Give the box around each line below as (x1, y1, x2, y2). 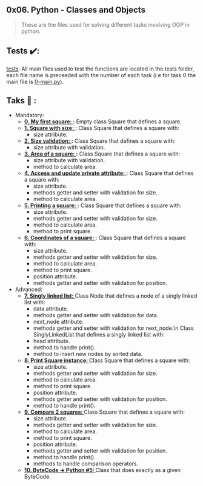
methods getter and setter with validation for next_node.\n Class (33, 324, 194, 332)
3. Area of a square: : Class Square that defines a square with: (24, 150, 181, 157)
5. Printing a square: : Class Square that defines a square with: (24, 202, 182, 209)
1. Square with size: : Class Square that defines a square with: (24, 125, 180, 132)
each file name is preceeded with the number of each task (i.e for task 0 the (6, 71, 196, 78)
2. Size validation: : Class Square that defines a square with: (24, 137, 176, 145)
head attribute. (33, 337, 70, 345)
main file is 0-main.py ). (6, 78, 64, 85)
